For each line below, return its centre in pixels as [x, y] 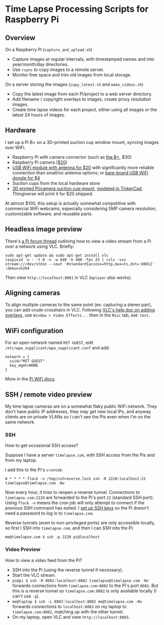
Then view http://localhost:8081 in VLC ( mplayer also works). [68, 278]
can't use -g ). [26, 596]
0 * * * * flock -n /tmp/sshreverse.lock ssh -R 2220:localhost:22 [76, 479]
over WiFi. [15, 147]
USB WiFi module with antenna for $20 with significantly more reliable [83, 167]
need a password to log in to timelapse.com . [49, 513]
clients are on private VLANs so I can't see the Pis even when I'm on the [78, 417]
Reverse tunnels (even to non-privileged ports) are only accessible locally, [80, 523]
